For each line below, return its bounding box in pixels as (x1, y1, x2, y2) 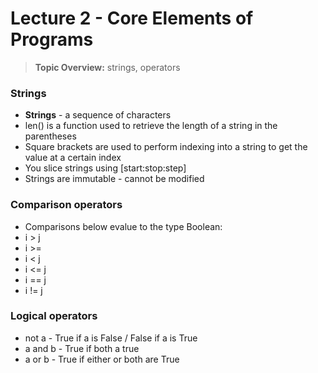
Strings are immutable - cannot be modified (24, 173, 205, 185)
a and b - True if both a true (24, 342, 140, 354)
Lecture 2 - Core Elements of (10, 7, 254, 30)
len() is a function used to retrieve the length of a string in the (24, 120, 278, 132)
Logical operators (10, 309, 98, 323)
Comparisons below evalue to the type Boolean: (24, 220, 223, 232)
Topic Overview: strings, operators (34, 61, 181, 73)
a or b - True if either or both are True (24, 353, 180, 365)
